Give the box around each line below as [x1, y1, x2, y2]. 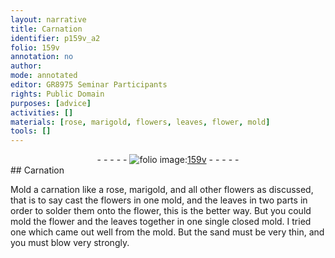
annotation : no [10, 52, 74, 62]
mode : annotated [10, 71, 78, 81]
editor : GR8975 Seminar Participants [10, 80, 168, 90]
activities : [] [10, 107, 74, 118]
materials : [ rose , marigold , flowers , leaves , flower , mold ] [10, 117, 271, 127]
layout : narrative [10, 14, 87, 25]
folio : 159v [10, 42, 60, 53]
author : [10, 61, 43, 71]
